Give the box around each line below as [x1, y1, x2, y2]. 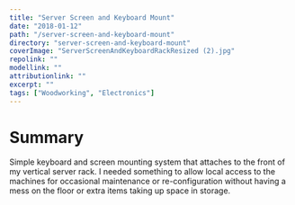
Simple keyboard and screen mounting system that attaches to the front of [9, 156, 286, 167]
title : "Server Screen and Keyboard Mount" [9, 13, 175, 22]
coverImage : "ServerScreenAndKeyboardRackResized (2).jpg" [9, 47, 236, 56]
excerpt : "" [9, 80, 54, 89]
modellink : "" [9, 64, 63, 73]
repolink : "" [9, 55, 58, 64]
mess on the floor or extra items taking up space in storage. [9, 185, 231, 196]
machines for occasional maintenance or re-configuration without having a [9, 176, 286, 187]
